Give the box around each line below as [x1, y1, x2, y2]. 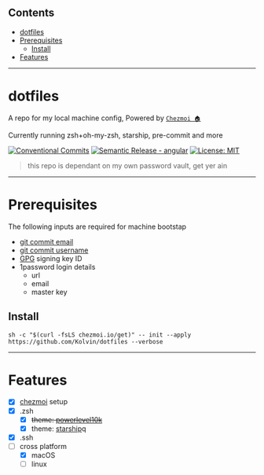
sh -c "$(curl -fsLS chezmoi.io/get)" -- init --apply [8, 330, 192, 339]
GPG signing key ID [19, 253, 82, 263]
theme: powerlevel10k [31, 414, 103, 424]
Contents [8, 6, 55, 20]
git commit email [19, 237, 74, 246]
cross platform [19, 441, 67, 451]
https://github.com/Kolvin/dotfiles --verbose [8, 337, 163, 345]
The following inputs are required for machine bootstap [8, 222, 187, 231]
